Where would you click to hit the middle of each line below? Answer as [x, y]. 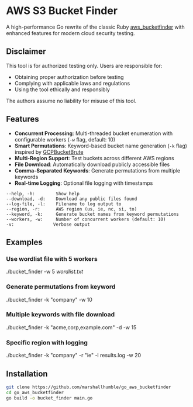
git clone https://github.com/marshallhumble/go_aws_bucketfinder [89, 387]
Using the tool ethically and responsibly [62, 89]
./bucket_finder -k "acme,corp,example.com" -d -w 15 [71, 327]
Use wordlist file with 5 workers [52, 258]
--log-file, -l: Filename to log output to [64, 204]
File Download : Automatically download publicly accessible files [92, 164]
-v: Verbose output [48, 224]
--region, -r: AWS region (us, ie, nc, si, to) [72, 209]
